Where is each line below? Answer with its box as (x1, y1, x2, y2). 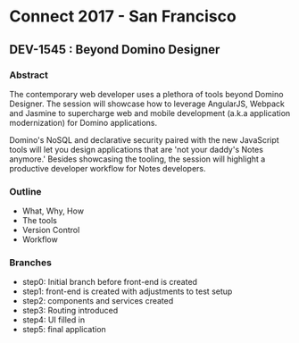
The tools (21, 215, 58, 226)
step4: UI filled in (21, 314, 86, 325)
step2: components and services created (21, 296, 174, 306)
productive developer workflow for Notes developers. (9, 163, 207, 173)
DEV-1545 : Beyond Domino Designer (9, 42, 220, 57)
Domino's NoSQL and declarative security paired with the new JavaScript (9, 134, 279, 145)
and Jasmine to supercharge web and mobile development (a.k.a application (9, 107, 291, 118)
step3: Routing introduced (21, 305, 119, 316)
